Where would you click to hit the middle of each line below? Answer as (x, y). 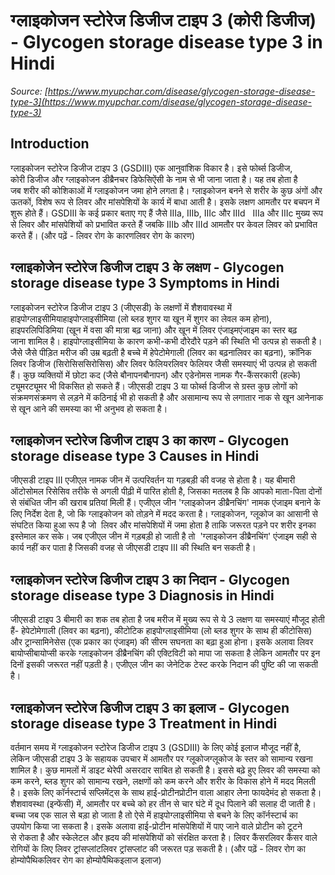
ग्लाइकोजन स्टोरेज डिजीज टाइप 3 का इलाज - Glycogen (150, 707)
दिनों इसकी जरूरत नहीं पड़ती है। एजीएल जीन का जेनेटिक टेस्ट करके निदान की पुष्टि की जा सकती (164, 665)
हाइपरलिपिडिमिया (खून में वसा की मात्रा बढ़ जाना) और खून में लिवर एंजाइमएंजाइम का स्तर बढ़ (154, 330)
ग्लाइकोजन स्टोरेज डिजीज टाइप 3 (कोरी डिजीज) (163, 20)
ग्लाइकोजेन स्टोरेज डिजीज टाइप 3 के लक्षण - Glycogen (147, 267)
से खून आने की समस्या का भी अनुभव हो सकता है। (89, 408)
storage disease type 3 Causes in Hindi (135, 455)
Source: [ (29, 91)
